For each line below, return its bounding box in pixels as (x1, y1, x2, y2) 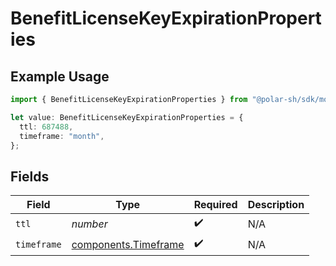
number (71, 217, 108, 231)
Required (193, 198, 238, 212)
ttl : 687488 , (19, 122, 74, 132)
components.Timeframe (71, 237, 185, 251)
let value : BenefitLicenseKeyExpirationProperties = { (10, 112, 244, 122)
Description (247, 198, 305, 212)
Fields (10, 168, 50, 185)
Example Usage (10, 68, 110, 85)
